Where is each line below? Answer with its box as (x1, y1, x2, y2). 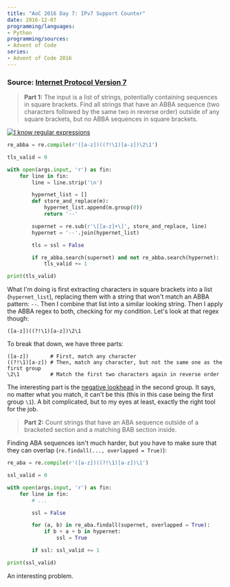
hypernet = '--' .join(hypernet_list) (32, 229, 139, 236)
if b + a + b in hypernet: (43, 528, 122, 536)
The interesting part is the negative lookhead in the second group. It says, (7, 383, 216, 391)
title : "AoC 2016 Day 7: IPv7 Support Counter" (7, 10, 146, 17)
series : (7, 49, 30, 56)
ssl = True (56, 535, 88, 542)
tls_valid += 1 (43, 260, 88, 268)
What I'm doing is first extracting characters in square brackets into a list (7, 286, 213, 294)
